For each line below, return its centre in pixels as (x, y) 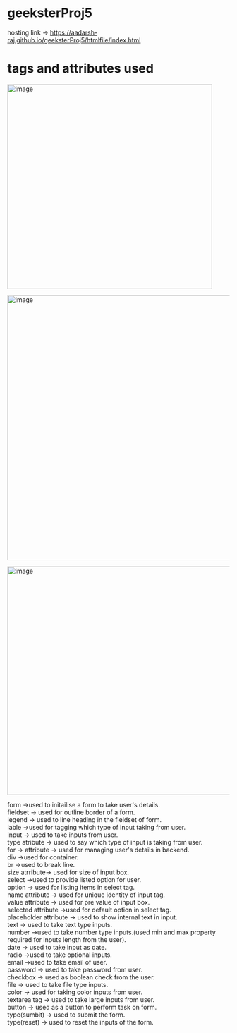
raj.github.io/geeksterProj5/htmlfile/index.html (74, 40)
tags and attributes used (80, 69)
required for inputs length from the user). (67, 939)
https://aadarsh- (73, 32)
